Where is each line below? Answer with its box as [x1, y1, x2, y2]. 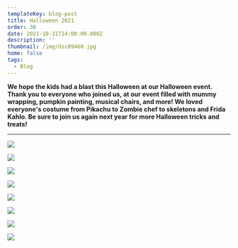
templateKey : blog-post [7, 10, 78, 18]
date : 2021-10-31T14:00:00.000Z [7, 30, 103, 37]
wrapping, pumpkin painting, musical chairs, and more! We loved [7, 97, 203, 106]
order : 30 [7, 23, 37, 30]
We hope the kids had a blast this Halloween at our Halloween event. [7, 82, 212, 90]
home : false [7, 50, 42, 57]
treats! [7, 119, 28, 128]
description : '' [7, 37, 55, 44]
